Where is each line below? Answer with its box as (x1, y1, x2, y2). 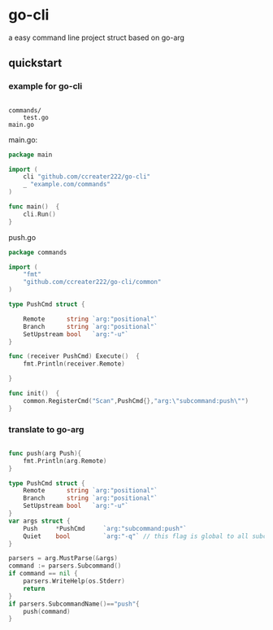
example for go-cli (8, 81, 83, 92)
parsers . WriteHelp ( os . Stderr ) (23, 577, 126, 585)
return (23, 584, 45, 593)
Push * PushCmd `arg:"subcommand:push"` (23, 524, 187, 532)
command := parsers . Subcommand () (8, 562, 122, 571)
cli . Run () (23, 210, 57, 218)
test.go (23, 113, 49, 121)
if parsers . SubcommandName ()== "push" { (8, 600, 140, 608)
